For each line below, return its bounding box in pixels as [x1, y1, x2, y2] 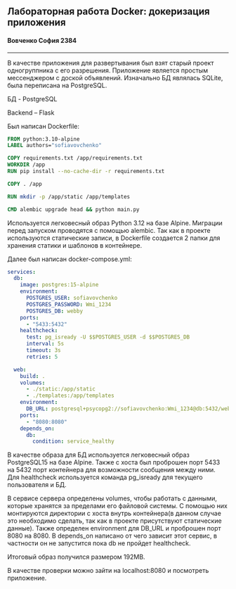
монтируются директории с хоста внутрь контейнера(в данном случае [7, 509, 221, 518]
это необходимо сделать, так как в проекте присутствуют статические [7, 517, 223, 525]
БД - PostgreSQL [7, 94, 58, 103]
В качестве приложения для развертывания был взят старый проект [7, 58, 214, 67]
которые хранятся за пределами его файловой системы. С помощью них [7, 502, 228, 510]
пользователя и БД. [7, 481, 67, 489]
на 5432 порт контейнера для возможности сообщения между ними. [7, 466, 216, 474]
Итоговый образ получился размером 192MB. [7, 552, 145, 562]
